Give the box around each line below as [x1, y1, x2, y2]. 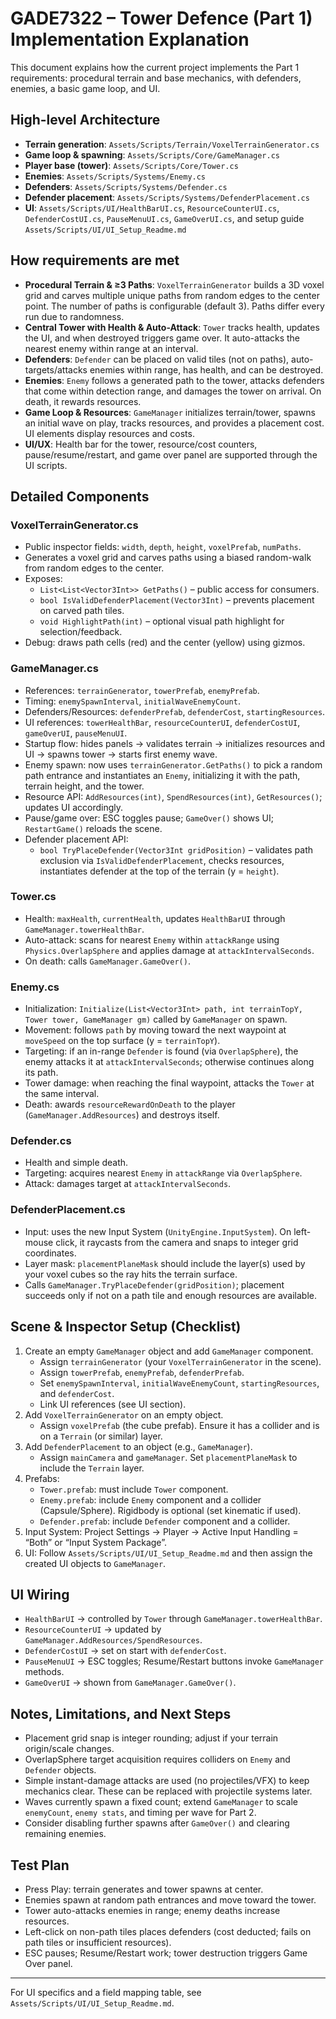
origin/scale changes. [24, 1743, 115, 1755]
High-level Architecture [10, 112, 161, 129]
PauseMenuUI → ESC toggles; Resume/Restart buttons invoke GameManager [24, 1655, 324, 1667]
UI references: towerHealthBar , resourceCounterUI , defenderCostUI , [24, 716, 301, 728]
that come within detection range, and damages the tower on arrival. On [24, 385, 322, 397]
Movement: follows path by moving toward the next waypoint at [24, 1024, 287, 1036]
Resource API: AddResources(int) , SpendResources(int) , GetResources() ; [24, 790, 323, 802]
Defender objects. [24, 1764, 97, 1776]
